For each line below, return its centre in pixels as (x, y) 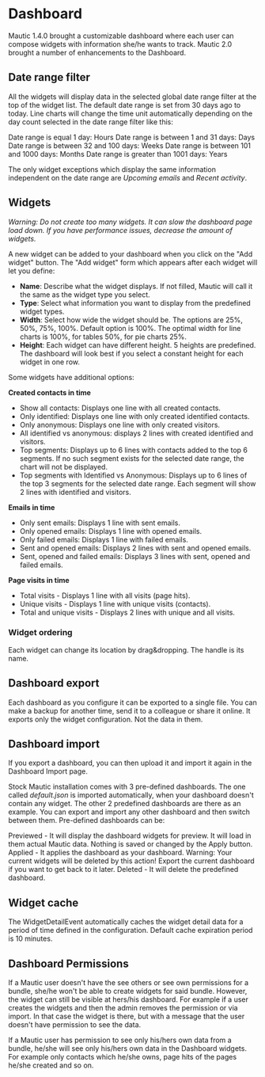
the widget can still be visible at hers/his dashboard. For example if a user (129, 999)
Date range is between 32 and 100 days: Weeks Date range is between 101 (130, 145)
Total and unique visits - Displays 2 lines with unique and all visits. (127, 612)
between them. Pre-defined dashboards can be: (87, 820)
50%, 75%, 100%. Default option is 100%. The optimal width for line (130, 328)
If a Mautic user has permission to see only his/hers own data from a (120, 1040)
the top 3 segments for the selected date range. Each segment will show (138, 483)
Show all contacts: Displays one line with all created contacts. (120, 408)
